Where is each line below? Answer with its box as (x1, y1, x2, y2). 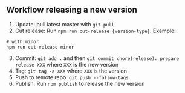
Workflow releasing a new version (6, 5, 138, 15)
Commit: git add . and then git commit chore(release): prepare (15, 54, 180, 62)
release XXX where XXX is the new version (15, 61, 119, 68)
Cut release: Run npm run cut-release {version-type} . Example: (15, 27, 177, 34)
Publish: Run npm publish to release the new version (15, 80, 145, 87)
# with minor (6, 38, 39, 44)
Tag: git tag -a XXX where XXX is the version (15, 67, 128, 74)
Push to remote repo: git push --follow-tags (15, 73, 129, 80)
